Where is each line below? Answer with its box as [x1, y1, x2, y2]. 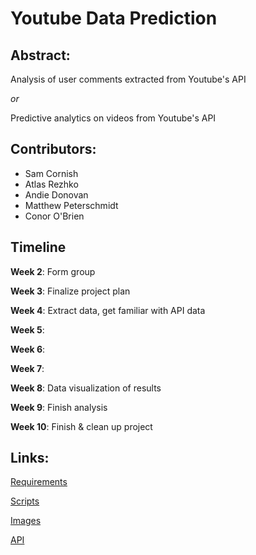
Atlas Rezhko [24, 178, 79, 190]
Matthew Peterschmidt [24, 199, 119, 211]
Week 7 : [10, 362, 45, 374]
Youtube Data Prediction [10, 7, 218, 30]
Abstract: [10, 47, 71, 64]
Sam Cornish [24, 167, 79, 179]
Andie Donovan [24, 188, 89, 201]
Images [10, 515, 42, 527]
